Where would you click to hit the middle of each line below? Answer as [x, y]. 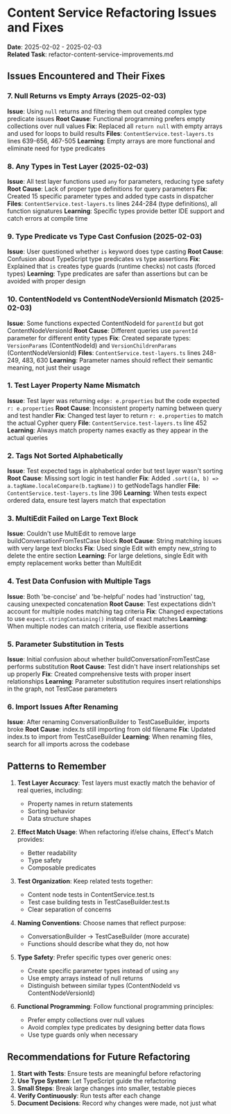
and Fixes [36, 28]
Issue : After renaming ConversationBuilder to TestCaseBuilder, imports [109, 722]
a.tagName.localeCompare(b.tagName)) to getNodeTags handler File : [104, 486]
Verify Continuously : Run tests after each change [89, 1095]
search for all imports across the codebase [68, 744]
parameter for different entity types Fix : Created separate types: [99, 338]
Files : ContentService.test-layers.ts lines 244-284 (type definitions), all [112, 203]
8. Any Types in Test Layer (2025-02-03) [78, 166]
